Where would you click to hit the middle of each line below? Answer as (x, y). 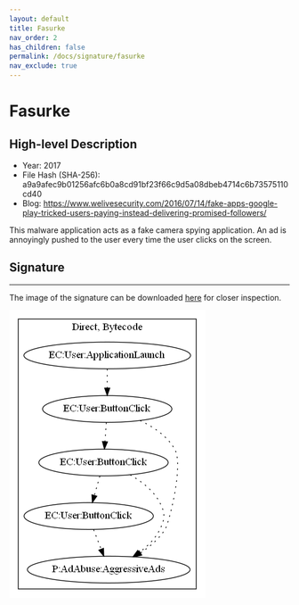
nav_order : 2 (33, 37)
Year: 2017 (41, 166)
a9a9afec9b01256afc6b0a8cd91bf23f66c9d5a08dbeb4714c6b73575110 (155, 184)
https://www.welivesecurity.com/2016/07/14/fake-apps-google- (161, 203)
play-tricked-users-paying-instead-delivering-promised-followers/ (144, 213)
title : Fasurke (37, 28)
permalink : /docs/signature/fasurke (77, 57)
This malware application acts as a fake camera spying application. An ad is (148, 230)
